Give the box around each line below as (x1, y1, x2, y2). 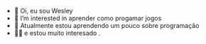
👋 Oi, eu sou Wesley (13, 7, 73, 15)
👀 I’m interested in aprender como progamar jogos (13, 14, 162, 22)
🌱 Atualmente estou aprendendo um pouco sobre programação (13, 22, 200, 29)
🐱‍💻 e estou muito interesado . (13, 29, 101, 37)
